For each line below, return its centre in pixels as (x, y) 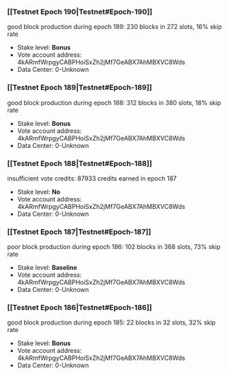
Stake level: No (39, 192)
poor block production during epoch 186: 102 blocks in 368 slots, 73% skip (114, 247)
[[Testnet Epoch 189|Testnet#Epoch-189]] (80, 88)
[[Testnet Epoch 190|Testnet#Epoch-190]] (80, 12)
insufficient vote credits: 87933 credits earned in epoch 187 (92, 178)
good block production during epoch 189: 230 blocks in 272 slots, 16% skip (115, 27)
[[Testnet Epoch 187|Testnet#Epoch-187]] (79, 232)
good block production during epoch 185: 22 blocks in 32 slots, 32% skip (111, 322)
